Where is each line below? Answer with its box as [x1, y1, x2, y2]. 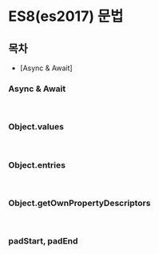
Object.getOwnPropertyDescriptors [8, 197, 151, 208]
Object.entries [8, 159, 66, 170]
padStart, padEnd [8, 236, 78, 247]
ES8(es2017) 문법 [8, 7, 124, 26]
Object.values [8, 121, 64, 133]
